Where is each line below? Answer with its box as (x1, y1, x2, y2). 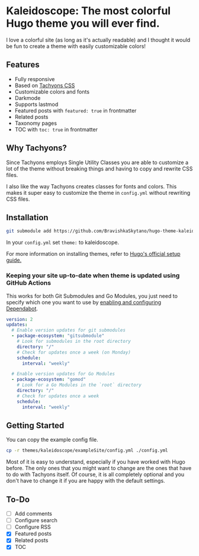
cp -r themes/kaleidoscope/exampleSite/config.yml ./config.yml (6, 448, 168, 454)
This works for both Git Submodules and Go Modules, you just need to (6, 292, 178, 300)
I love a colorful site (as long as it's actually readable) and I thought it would (6, 36, 191, 43)
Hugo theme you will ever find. (6, 17, 160, 30)
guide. (6, 256, 22, 264)
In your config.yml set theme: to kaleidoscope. (6, 239, 120, 246)
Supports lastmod (14, 101, 59, 108)
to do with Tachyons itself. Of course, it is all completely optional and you (6, 471, 185, 478)
